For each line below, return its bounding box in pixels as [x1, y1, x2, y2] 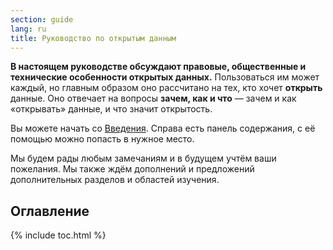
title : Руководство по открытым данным [10, 33, 177, 43]
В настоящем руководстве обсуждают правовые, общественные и [10, 61, 307, 73]
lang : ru [10, 24, 47, 34]
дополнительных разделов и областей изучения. [10, 174, 220, 186]
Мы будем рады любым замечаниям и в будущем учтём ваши [10, 152, 277, 165]
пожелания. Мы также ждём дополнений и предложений [10, 163, 255, 175]
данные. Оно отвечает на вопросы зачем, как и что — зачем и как [10, 92, 297, 105]
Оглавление [10, 202, 90, 220]
